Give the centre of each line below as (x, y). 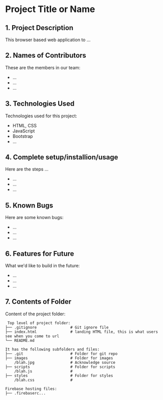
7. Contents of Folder (38, 302)
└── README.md (20, 340)
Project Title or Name (50, 9)
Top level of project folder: (39, 323)
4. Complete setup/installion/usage (62, 157)
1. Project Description (39, 28)
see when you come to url (32, 336)
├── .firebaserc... (26, 393)
